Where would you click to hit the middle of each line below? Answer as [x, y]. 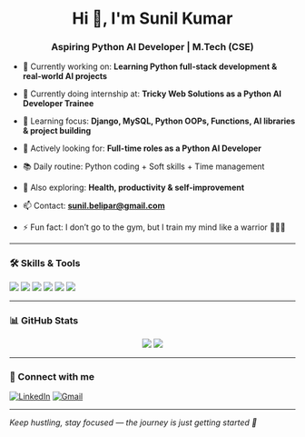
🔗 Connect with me [52, 377]
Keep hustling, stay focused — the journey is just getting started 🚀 [133, 422]
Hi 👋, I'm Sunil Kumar [152, 19]
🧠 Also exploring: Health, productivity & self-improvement [133, 188]
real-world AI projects [64, 76]
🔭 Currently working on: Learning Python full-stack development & [150, 66]
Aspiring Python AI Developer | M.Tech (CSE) [152, 47]
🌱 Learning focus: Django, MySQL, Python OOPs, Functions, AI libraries [159, 121]
